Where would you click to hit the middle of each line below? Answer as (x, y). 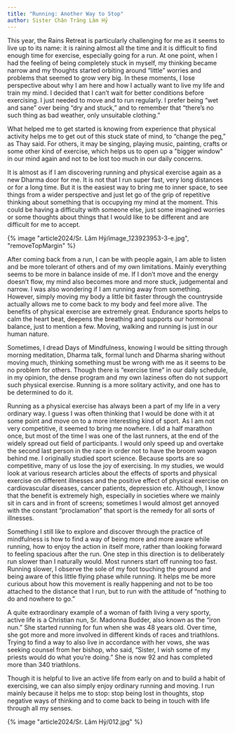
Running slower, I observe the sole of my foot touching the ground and (109, 569)
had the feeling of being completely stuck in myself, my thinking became (112, 63)
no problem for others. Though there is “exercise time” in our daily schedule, (117, 370)
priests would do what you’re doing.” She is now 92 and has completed (110, 657)
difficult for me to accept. (44, 224)
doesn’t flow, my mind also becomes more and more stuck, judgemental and (117, 281)
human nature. (28, 334)
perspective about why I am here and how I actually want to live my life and (116, 85)
